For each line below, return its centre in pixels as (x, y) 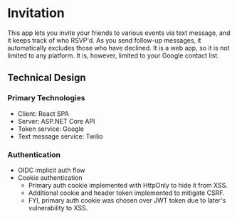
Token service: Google (51, 129)
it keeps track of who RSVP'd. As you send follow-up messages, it (104, 40)
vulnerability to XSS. (58, 208)
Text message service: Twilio (60, 136)
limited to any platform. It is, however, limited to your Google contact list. (113, 55)
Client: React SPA (43, 113)
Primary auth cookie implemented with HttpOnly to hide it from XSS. (128, 185)
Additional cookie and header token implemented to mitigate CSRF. (127, 193)
